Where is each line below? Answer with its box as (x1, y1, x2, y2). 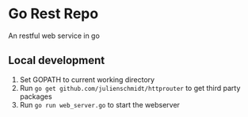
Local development (8, 54, 105, 67)
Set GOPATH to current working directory (19, 74, 155, 84)
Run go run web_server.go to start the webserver (19, 100, 181, 109)
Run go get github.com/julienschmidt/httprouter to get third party (19, 83, 241, 92)
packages (19, 92, 53, 101)
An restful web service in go (8, 31, 101, 40)
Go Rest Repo (8, 5, 99, 23)
